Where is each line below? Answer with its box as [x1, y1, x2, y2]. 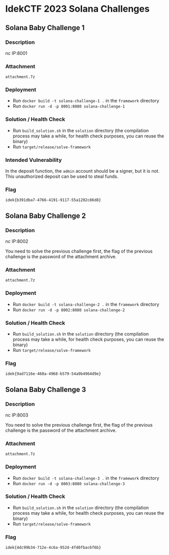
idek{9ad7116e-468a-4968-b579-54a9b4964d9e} [5, 371, 101, 377]
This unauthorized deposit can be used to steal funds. [5, 174, 119, 180]
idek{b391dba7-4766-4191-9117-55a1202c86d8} [5, 198, 101, 203]
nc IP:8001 [5, 50, 27, 56]
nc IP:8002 [5, 238, 29, 244]
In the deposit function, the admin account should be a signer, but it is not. [5, 168, 160, 174]
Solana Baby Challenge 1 [5, 23, 85, 32]
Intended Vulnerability [5, 156, 62, 163]
